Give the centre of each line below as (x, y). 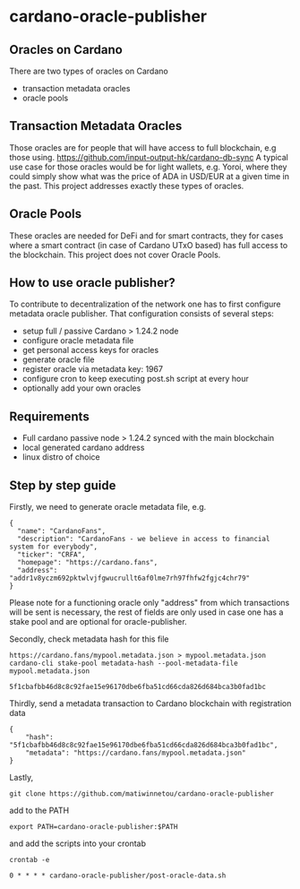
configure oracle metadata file (78, 341)
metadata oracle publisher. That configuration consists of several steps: (142, 314)
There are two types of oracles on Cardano (89, 71)
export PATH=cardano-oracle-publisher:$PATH (94, 827)
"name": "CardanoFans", (61, 531)
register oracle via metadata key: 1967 (93, 369)
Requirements (49, 416)
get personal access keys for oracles (90, 350)
